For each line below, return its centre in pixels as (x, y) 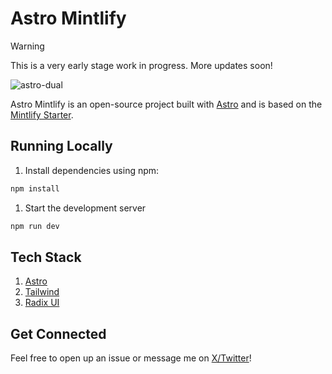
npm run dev (35, 226)
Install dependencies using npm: (92, 170)
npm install (35, 188)
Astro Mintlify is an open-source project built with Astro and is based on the (166, 104)
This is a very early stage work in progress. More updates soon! (141, 65)
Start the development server (85, 208)
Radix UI (42, 303)
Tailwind (42, 292)
